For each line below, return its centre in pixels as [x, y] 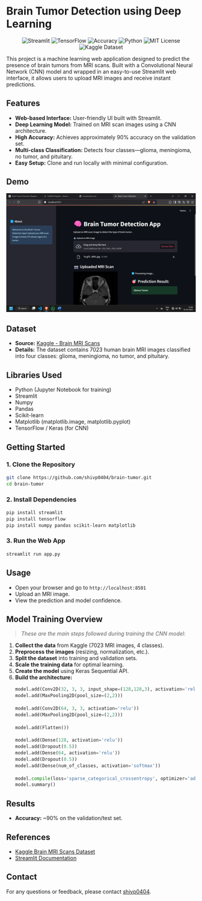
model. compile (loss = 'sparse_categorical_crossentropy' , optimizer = [101, 778]
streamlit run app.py [33, 554]
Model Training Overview [55, 619]
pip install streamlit [35, 512]
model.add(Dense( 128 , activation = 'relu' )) [69, 740]
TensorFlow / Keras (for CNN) [52, 428]
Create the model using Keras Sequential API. [72, 671]
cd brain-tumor [25, 484]
